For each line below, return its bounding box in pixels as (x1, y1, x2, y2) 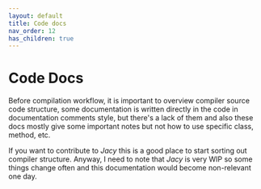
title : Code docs (8, 19, 67, 27)
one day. (8, 171, 38, 182)
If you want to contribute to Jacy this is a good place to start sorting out (8, 146, 248, 156)
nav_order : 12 (8, 27, 57, 35)
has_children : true (8, 34, 74, 43)
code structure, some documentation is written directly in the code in (8, 104, 238, 114)
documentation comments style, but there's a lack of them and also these (8, 113, 254, 123)
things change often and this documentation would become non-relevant (8, 163, 252, 173)
